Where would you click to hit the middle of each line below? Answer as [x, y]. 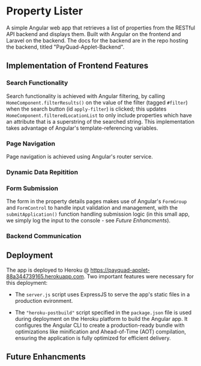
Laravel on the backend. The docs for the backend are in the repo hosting [97, 40]
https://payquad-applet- [120, 270]
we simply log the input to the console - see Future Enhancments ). [88, 221]
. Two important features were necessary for [139, 276]
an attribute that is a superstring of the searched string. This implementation [100, 121]
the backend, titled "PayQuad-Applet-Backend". [65, 47]
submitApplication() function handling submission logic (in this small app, [98, 214]
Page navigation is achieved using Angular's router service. [79, 156]
